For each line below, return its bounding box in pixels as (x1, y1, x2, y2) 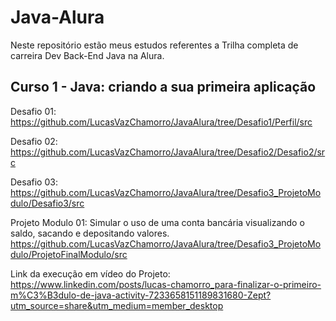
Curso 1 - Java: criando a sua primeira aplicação (10, 79, 317, 96)
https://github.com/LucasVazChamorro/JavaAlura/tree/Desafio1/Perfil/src (10, 116, 313, 128)
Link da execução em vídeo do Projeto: (10, 267, 171, 280)
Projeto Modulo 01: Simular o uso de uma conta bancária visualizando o (10, 216, 305, 228)
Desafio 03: (10, 176, 58, 188)
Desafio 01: (10, 105, 57, 117)
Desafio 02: (10, 135, 58, 147)
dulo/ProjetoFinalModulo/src (10, 248, 128, 260)
